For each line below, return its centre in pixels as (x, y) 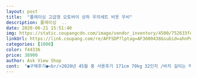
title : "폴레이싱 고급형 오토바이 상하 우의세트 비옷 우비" (69, 17)
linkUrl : (17, 39)
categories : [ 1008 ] (30, 45)
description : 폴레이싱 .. (37, 22)
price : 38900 (22, 55)
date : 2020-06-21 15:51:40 (39, 28)
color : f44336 (23, 50)
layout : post (22, 11)
